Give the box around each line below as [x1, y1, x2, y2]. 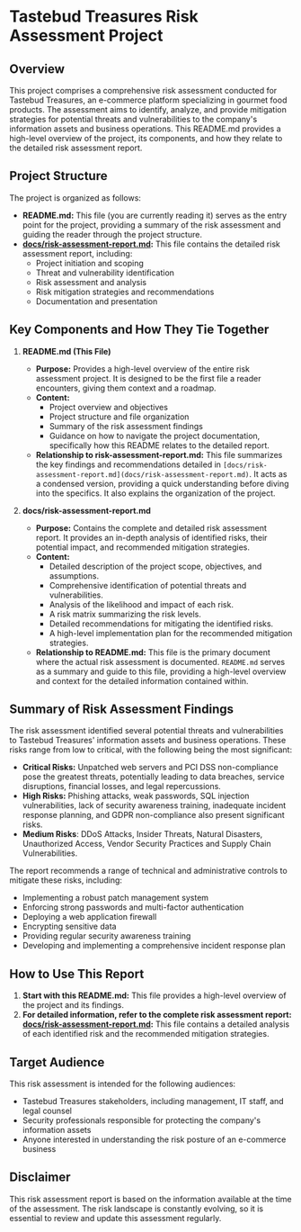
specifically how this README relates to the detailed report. [49, 439, 270, 451]
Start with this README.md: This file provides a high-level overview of [22, 990, 287, 1001]
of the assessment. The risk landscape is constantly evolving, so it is [9, 1203, 263, 1214]
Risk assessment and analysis [35, 276, 146, 287]
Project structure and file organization [49, 411, 190, 422]
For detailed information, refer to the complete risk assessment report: [22, 1010, 292, 1021]
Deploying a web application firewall [22, 912, 157, 922]
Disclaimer [9, 1170, 71, 1185]
